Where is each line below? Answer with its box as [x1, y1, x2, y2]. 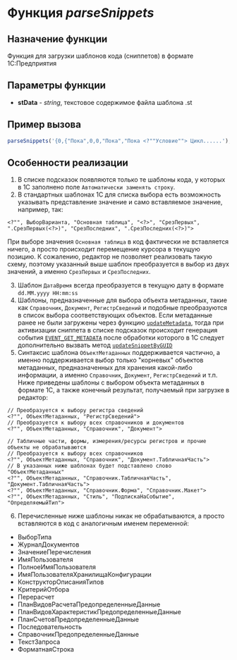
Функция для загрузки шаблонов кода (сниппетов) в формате [7, 51, 194, 60]
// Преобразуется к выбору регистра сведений [7, 407, 143, 414]
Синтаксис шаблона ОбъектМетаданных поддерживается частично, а [17, 349, 221, 357]
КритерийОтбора [17, 585, 70, 594]
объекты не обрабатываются [7, 444, 87, 452]
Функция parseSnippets [7, 5, 154, 21]
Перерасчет [17, 593, 55, 602]
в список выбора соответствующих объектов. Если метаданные [17, 311, 213, 320]
